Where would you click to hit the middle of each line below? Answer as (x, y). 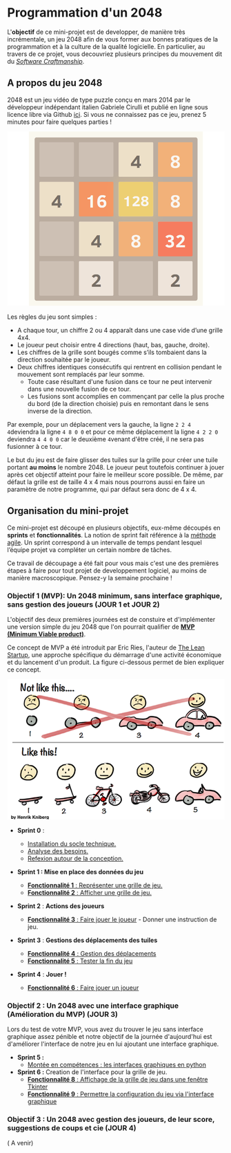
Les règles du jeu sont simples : (52, 317)
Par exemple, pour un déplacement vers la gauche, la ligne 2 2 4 (99, 424)
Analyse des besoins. (58, 851)
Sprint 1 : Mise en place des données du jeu (80, 871)
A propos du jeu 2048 (55, 83)
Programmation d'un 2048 (85, 13)
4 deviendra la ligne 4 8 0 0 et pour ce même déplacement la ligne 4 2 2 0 (113, 432)
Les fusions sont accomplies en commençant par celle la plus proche (126, 396)
